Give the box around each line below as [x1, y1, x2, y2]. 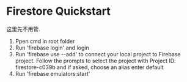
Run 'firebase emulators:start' [15, 70, 90, 77]
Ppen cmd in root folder [15, 37, 75, 45]
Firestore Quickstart [6, 4, 111, 18]
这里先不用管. [6, 25, 41, 32]
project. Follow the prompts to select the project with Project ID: [15, 57, 176, 64]
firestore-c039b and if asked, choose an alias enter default [15, 63, 164, 71]
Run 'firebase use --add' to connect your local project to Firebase [15, 50, 181, 58]
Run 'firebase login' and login [15, 44, 90, 51]
